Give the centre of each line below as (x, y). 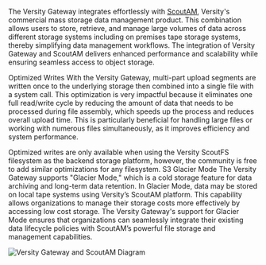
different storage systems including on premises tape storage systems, (124, 37)
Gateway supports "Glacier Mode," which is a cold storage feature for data (130, 177)
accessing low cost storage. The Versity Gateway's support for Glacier (124, 211)
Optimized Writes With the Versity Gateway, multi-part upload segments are (132, 78)
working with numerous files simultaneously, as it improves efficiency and (129, 128)
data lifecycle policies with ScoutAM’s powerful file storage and (112, 228)
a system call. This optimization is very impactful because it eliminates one (130, 94)
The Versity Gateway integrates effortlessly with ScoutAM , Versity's (119, 12)
